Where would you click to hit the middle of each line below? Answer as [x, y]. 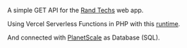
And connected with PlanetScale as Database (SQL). [84, 37]
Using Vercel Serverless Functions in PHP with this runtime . [94, 24]
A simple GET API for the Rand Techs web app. [76, 10]
